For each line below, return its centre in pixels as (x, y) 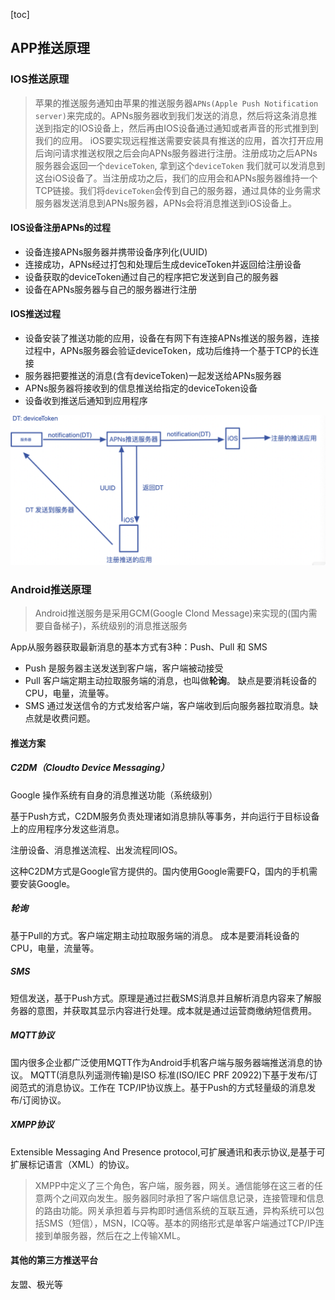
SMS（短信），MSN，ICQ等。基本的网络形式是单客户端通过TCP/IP (179, 1223)
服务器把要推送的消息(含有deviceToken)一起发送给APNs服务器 (153, 376)
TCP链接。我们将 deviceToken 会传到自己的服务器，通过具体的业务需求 (178, 190)
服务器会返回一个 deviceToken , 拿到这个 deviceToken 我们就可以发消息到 (180, 165)
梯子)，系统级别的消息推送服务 (124, 626)
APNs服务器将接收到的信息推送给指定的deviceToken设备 (141, 388)
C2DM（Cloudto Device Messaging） (90, 768)
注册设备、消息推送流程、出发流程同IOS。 (96, 850)
